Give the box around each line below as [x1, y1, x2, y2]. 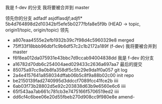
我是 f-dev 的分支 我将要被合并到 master [5, 5, 90, 10]
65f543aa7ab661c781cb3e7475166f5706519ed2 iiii [12, 88, 119, 94]
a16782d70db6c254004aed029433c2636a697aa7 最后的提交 [12, 61, 143, 67]
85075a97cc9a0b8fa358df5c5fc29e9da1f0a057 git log [12, 67, 128, 73]
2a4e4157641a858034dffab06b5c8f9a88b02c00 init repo [12, 73, 135, 78]
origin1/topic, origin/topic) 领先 [5, 27, 70, 33]
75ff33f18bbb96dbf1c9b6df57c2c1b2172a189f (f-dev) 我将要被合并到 [12, 43, 157, 49]
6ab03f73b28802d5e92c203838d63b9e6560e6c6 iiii [12, 83, 126, 89]
